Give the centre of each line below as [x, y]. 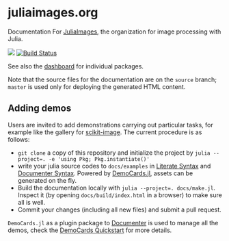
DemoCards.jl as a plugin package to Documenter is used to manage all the [113, 223]
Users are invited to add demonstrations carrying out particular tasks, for [111, 125]
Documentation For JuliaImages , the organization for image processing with [114, 31]
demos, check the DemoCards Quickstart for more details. [90, 230]
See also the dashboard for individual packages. [76, 66]
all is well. [31, 202]
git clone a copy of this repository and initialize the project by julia [114, 153]
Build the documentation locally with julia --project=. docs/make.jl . [117, 188]
